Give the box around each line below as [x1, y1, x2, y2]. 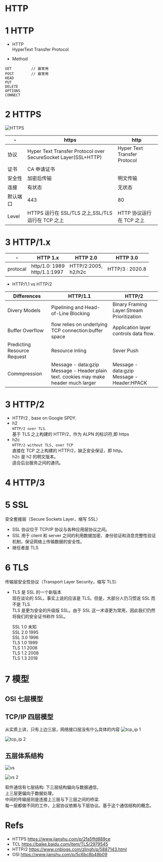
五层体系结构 [5, 751, 44, 760]
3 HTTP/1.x [5, 237, 51, 248]
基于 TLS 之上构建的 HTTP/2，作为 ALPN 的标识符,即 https [12, 431, 130, 437]
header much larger [51, 379, 96, 386]
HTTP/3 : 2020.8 [107, 266, 147, 272]
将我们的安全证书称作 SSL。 [12, 614, 68, 619]
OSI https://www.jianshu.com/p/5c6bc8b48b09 [12, 852, 108, 858]
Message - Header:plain [51, 367, 107, 374]
